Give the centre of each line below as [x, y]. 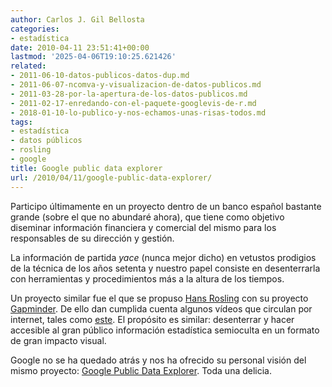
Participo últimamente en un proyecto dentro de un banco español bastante [166, 206]
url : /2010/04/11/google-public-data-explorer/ [111, 177]
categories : [35, 29]
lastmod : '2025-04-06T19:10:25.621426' [93, 57]
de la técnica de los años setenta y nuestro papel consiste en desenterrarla [165, 268]
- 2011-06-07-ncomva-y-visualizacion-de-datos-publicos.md [136, 85]
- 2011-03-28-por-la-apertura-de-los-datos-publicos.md [129, 94]
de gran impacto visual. [58, 340]
